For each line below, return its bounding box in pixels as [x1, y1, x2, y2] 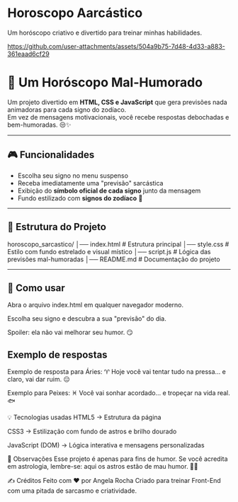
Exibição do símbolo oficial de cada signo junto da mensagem [17, 186, 201, 195]
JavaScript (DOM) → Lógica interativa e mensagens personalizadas [7, 441, 205, 450]
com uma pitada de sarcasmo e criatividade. [7, 486, 137, 495]
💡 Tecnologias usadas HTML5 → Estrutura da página [7, 413, 161, 422]
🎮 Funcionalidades [7, 149, 95, 161]
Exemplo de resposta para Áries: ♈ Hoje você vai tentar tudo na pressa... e [7, 367, 227, 376]
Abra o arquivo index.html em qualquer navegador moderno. [7, 301, 184, 309]
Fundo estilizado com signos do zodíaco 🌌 [17, 193, 143, 202]
